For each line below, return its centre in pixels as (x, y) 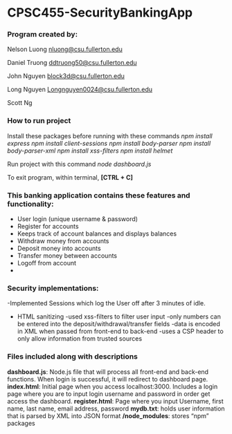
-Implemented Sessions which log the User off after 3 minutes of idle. (106, 303)
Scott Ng (20, 103)
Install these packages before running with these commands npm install (110, 135)
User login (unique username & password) (78, 219)
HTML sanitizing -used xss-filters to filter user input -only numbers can (119, 317)
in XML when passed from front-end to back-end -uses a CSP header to (120, 331)
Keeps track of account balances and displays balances (97, 234)
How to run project (39, 121)
